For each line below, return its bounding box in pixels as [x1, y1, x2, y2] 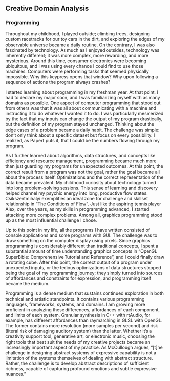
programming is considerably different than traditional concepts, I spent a [5, 243, 158, 249]
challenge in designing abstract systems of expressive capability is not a [5, 349, 157, 356]
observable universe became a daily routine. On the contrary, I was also [5, 41, 155, 48]
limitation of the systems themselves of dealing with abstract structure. [5, 355, 153, 361]
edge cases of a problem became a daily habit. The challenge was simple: [5, 126, 160, 133]
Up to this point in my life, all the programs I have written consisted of [5, 227, 150, 233]
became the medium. [5, 280, 50, 286]
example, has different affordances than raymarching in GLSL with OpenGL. [5, 317, 163, 323]
